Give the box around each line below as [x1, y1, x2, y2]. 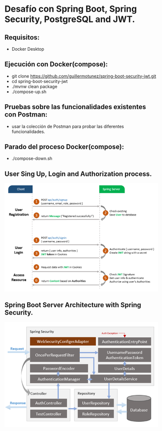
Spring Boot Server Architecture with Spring [4, 301, 142, 309]
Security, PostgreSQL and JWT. [4, 14, 135, 25]
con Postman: [4, 111, 48, 119]
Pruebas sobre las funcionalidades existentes [4, 103, 146, 111]
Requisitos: [4, 33, 40, 41]
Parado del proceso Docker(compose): [4, 143, 125, 151]
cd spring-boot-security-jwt [11, 78, 68, 84]
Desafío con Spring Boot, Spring [4, 3, 137, 15]
